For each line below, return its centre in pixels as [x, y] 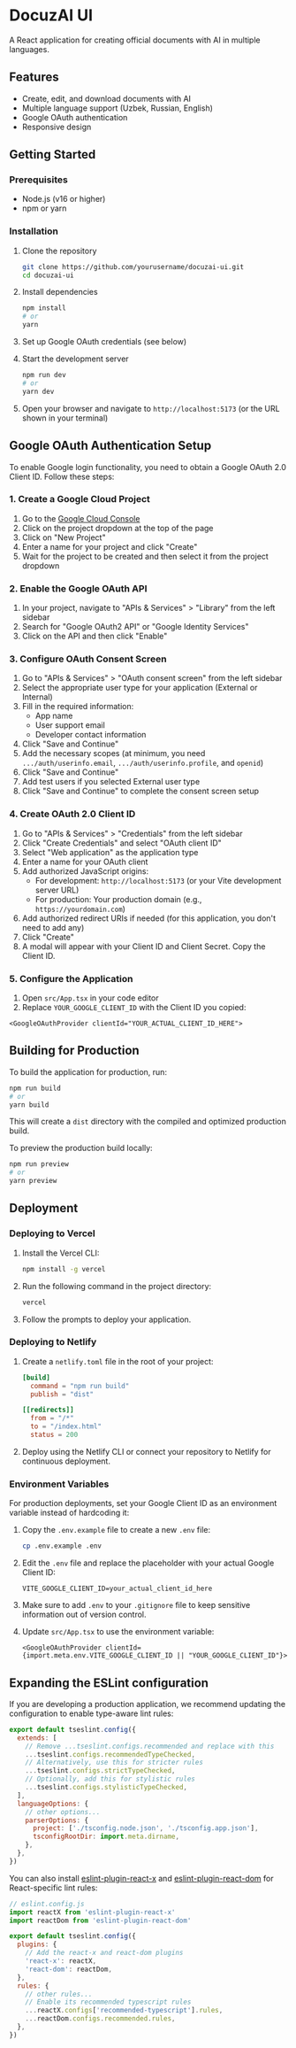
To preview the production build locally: [81, 1148]
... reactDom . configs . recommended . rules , [100, 2019]
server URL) [57, 890]
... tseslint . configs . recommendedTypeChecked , [110, 1754]
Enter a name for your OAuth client [85, 862]
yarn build [29, 1105]
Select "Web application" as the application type [110, 852]
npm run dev [44, 375]
